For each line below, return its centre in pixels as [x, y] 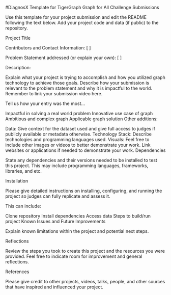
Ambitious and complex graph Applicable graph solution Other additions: [81, 119]
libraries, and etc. [24, 171]
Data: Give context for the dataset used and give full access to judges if [80, 129]
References [17, 272]
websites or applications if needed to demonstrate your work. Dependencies [85, 150]
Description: [18, 68]
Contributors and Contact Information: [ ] [48, 48]
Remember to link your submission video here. [54, 93]
